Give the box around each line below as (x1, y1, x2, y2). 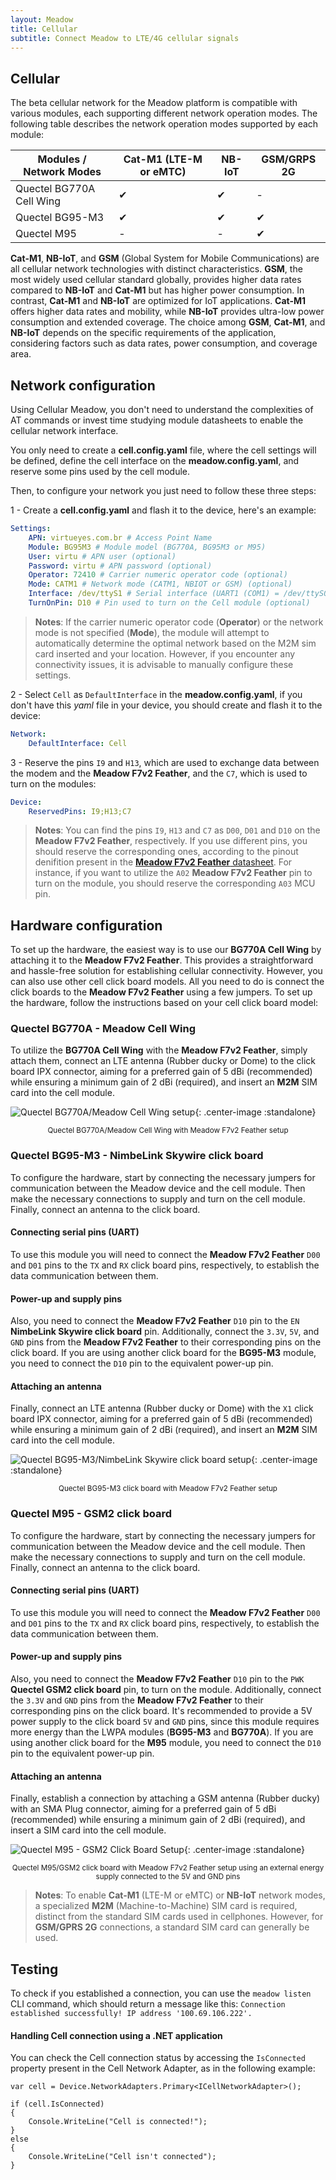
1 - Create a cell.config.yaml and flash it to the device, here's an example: (10, 504, 317, 516)
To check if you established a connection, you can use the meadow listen (10, 1987, 312, 2000)
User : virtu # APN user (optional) (28, 551, 177, 561)
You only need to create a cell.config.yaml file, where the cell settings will (10, 444, 317, 456)
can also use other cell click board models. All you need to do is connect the (10, 976, 325, 988)
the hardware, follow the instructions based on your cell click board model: (10, 997, 319, 1009)
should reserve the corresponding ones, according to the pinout (34, 846, 299, 858)
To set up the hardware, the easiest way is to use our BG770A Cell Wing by (10, 944, 322, 956)
